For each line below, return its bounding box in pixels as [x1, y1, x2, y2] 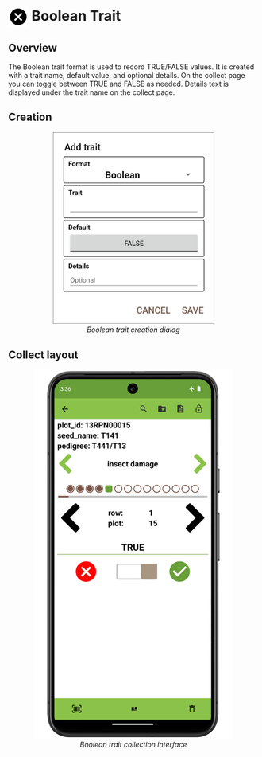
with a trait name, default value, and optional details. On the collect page [8, 71, 245, 80]
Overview [8, 41, 58, 54]
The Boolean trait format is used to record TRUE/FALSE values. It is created [8, 62, 255, 72]
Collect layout [8, 348, 79, 361]
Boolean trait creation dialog [87, 325, 180, 334]
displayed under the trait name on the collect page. [8, 88, 175, 97]
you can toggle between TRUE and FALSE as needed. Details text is [8, 79, 229, 88]
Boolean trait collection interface [79, 739, 187, 750]
